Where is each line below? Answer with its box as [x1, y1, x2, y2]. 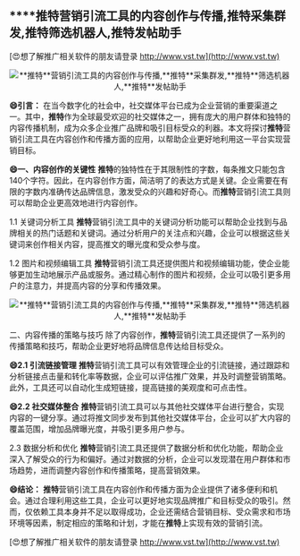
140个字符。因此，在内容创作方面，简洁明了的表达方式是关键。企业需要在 [9, 175, 281, 185]
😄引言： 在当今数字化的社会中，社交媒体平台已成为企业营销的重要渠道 [9, 99, 271, 110]
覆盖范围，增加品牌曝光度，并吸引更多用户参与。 [9, 423, 189, 434]
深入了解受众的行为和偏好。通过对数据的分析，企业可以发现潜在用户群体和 [9, 453, 283, 464]
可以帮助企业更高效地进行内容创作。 [9, 197, 143, 208]
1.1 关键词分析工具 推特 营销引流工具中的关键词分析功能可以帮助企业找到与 [9, 216, 280, 227]
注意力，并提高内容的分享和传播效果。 [24, 280, 166, 291]
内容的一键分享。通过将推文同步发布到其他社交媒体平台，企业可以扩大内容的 [9, 412, 291, 423]
